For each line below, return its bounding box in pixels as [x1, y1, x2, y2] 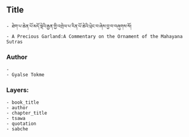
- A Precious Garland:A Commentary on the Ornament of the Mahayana [6, 33, 183, 39]
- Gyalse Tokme [6, 72, 45, 78]
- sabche [6, 126, 28, 132]
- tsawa [6, 115, 26, 122]
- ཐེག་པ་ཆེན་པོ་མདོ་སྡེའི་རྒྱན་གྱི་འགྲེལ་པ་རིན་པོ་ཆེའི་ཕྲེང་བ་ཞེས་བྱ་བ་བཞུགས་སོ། [6, 23, 132, 29]
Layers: [6, 86, 29, 95]
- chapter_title [6, 110, 47, 116]
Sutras [6, 39, 23, 45]
